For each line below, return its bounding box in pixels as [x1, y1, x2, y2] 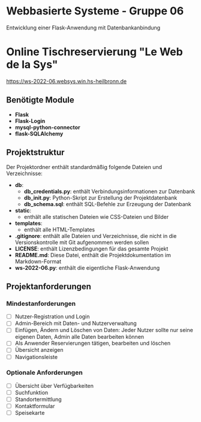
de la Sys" [6, 58, 58, 71]
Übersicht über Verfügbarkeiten [14, 382, 94, 389]
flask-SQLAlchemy [14, 130, 64, 137]
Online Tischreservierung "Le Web [6, 45, 183, 59]
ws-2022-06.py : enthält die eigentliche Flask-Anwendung [14, 264, 160, 271]
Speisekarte [14, 409, 45, 417]
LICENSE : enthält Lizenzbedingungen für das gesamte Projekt [14, 245, 169, 252]
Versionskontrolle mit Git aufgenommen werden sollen [14, 239, 149, 246]
